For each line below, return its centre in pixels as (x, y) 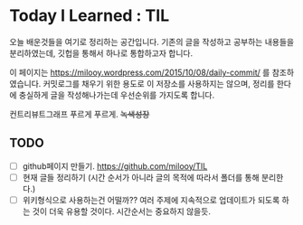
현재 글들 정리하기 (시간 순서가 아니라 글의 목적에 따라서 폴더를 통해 (141, 177)
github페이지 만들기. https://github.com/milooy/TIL (115, 166)
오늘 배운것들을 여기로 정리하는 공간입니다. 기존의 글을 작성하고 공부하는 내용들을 (152, 42)
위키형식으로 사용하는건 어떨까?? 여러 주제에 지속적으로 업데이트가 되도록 (151, 200)
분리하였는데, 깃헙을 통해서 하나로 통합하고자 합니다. (101, 53)
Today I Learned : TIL (90, 16)
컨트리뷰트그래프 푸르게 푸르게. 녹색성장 (80, 114)
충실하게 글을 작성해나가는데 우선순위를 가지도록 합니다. (117, 95)
